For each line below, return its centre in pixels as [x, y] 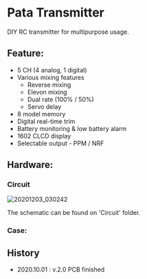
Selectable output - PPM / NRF [60, 143]
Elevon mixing [47, 92]
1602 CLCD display [44, 136]
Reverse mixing [49, 85]
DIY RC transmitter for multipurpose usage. [68, 32]
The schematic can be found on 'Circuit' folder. [74, 213]
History [23, 253]
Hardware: [30, 165]
